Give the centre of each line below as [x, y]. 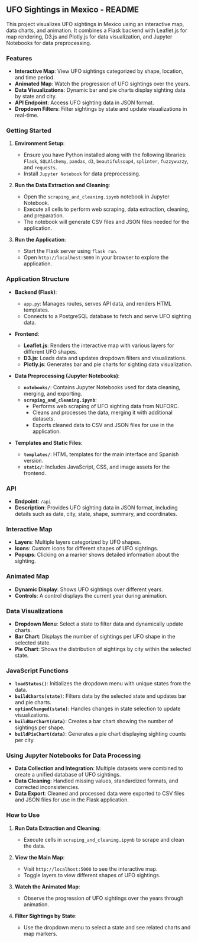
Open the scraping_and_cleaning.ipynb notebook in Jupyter [96, 197]
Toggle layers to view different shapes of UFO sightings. [92, 875]
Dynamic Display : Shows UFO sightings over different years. [89, 589]
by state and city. [36, 97]
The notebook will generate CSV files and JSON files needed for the [106, 222]
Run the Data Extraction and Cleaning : [62, 185]
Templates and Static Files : [48, 442]
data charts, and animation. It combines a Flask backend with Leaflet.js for [97, 30]
